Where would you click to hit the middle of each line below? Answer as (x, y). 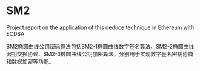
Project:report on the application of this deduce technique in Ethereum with (100, 27)
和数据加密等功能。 (30, 61)
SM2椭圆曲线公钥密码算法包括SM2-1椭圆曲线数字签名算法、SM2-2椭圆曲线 (100, 46)
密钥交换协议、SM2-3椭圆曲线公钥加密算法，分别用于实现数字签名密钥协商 (100, 54)
